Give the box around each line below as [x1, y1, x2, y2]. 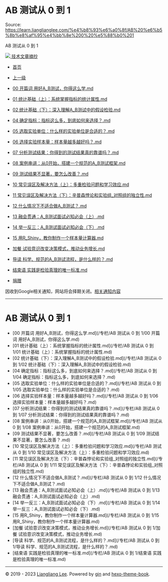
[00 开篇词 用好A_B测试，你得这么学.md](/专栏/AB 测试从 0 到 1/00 [12, 330, 150, 336]
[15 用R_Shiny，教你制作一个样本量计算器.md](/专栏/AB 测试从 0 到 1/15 [12, 512, 159, 518]
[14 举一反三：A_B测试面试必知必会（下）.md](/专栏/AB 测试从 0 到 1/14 [12, 500, 160, 506]
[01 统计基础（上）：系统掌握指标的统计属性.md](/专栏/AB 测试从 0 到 [12, 342, 154, 348]
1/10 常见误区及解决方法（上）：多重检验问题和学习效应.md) [27, 449, 149, 455]
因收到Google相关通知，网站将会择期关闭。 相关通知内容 [5, 288, 121, 294]
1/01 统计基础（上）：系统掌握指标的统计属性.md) [12, 349, 112, 355]
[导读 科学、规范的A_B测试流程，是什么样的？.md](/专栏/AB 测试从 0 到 [12, 537, 160, 543]
